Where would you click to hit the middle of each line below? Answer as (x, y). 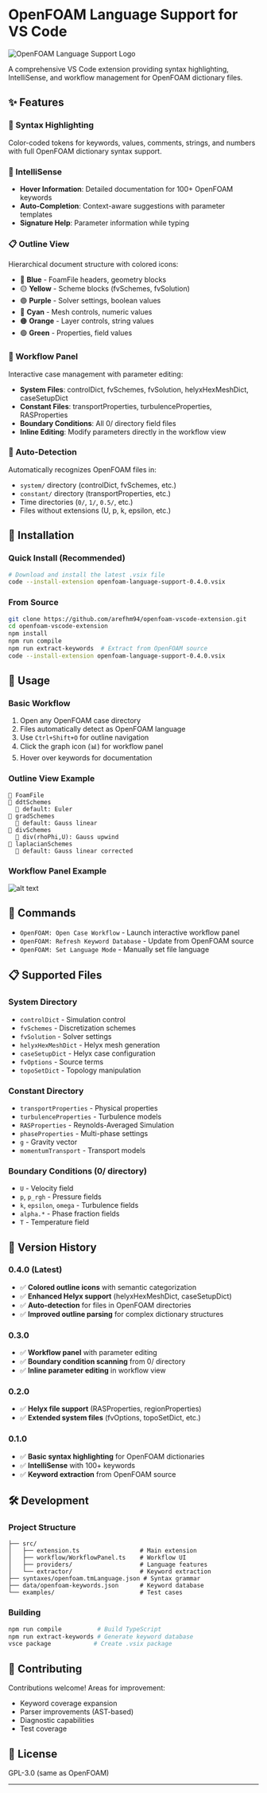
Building (25, 1612)
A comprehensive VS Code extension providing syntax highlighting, (118, 68)
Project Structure (42, 1528)
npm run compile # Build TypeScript (85, 1629)
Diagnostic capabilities (57, 1721)
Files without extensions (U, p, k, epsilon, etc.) (95, 510)
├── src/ (23, 1544)
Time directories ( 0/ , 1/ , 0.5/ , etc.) (76, 502)
